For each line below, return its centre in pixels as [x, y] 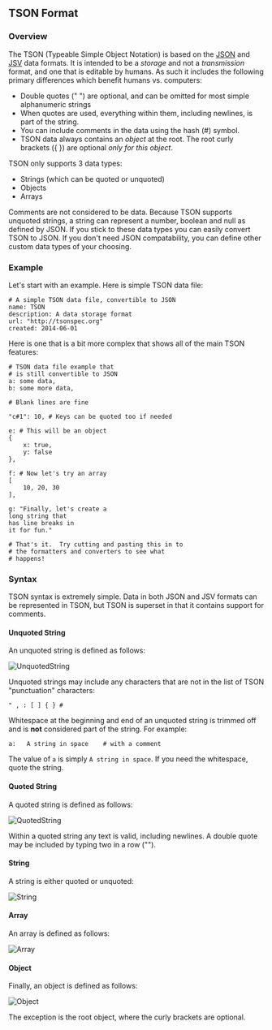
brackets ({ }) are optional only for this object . [96, 147]
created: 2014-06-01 [43, 328]
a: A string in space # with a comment [85, 744]
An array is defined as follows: [59, 933]
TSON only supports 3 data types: [65, 163]
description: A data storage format [70, 314]
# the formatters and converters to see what [86, 551]
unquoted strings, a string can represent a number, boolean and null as [127, 220]
